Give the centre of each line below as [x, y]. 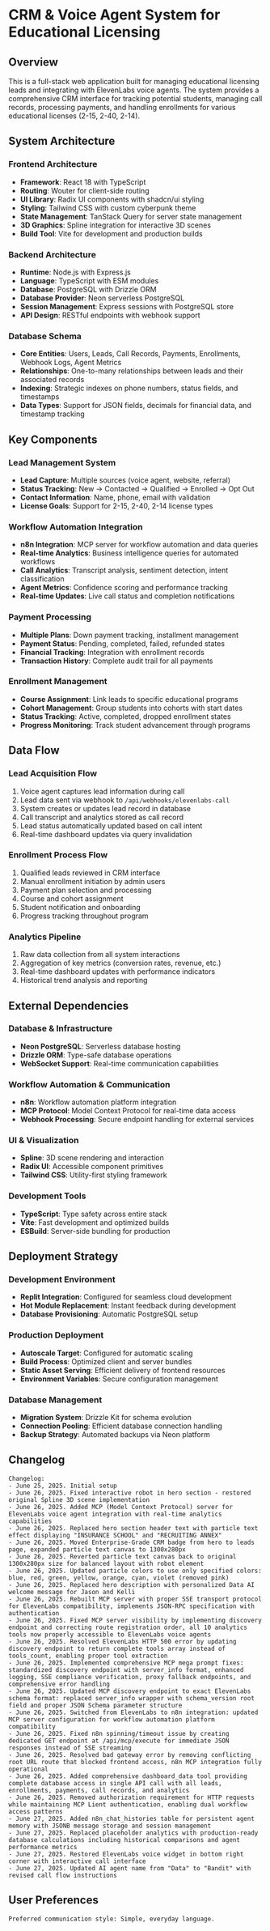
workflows [38, 562]
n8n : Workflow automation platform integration [98, 1102]
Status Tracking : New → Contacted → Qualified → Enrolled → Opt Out [137, 488]
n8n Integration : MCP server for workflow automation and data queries [139, 545]
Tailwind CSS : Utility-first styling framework [93, 1175]
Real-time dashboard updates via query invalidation [106, 834]
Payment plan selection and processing [86, 890]
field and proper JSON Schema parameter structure [95, 1705]
